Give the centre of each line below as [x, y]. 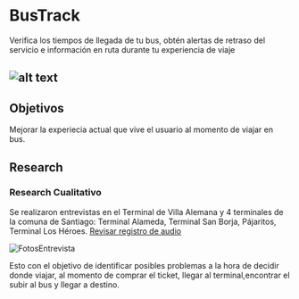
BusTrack [45, 16]
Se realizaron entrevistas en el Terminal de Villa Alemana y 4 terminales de [146, 212]
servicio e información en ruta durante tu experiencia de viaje [122, 49]
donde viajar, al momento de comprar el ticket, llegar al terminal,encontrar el [149, 275]
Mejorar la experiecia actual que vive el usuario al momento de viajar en [141, 129]
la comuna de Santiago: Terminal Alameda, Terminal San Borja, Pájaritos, [143, 221]
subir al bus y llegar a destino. [65, 284]
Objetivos [37, 108]
